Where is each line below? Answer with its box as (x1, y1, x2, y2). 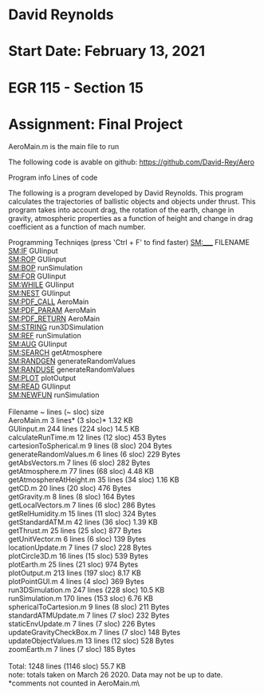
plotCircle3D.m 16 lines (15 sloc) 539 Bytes (8, 551, 149, 560)
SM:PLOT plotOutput (8, 373, 77, 382)
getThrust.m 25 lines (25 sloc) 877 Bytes (8, 525, 142, 535)
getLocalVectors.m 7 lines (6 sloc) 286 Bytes (8, 500, 156, 510)
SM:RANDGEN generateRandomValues (8, 356, 136, 365)
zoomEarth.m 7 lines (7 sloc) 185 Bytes (8, 644, 136, 654)
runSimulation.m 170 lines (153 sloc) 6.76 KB (8, 593, 154, 603)
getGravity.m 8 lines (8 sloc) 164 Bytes (8, 492, 136, 501)
